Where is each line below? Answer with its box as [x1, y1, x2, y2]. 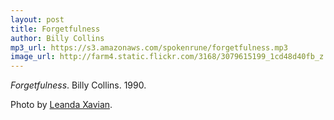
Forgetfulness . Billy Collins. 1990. [10, 79, 147, 91]
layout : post [10, 14, 65, 25]
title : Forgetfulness [10, 24, 101, 34]
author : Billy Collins [10, 33, 105, 43]
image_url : [10, 52, 56, 62]
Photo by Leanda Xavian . [10, 99, 113, 111]
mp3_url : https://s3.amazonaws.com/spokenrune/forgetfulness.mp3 [10, 42, 288, 53]
